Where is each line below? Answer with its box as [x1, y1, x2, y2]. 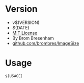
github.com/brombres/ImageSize [12, 40, 80, 46]
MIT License [12, 30, 38, 36]
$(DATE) [12, 24, 29, 30]
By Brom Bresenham [12, 35, 54, 41]
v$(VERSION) [12, 20, 40, 25]
